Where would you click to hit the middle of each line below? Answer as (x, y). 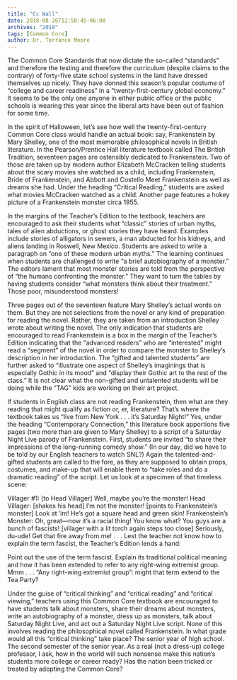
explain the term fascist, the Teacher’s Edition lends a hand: (94, 544)
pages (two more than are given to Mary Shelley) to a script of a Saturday (114, 432)
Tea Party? (23, 580)
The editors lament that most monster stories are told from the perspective (116, 269)
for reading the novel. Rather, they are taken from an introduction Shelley (113, 321)
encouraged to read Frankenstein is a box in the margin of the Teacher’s (112, 335)
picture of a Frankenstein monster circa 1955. (73, 202)
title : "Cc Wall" (33, 14)
